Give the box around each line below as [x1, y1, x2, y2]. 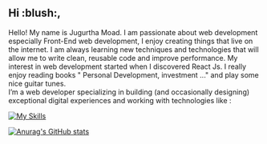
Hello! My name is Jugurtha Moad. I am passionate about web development [8, 27, 258, 37]
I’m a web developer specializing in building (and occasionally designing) [8, 87, 250, 97]
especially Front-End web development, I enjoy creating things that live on [8, 36, 253, 46]
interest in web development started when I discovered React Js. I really [8, 62, 247, 71]
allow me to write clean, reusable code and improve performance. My [8, 53, 238, 62]
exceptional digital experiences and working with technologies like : [8, 95, 232, 105]
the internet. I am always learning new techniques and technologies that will [8, 44, 259, 54]
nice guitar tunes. [8, 78, 67, 88]
